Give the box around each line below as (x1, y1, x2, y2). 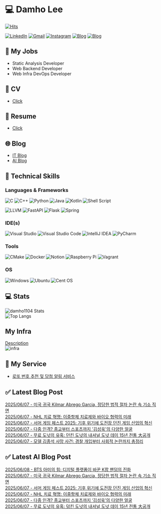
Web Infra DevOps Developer (12, 71, 72, 77)
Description (5, 340, 28, 346)
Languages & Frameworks (5, 187, 69, 193)
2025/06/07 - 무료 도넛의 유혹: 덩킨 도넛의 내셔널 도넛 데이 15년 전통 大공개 (5, 503, 151, 509)
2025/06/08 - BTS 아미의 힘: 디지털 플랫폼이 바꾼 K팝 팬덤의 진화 (5, 466, 131, 472)
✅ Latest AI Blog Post (5, 453, 71, 461)
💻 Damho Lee (5, 4, 63, 15)
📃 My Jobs (5, 47, 38, 55)
